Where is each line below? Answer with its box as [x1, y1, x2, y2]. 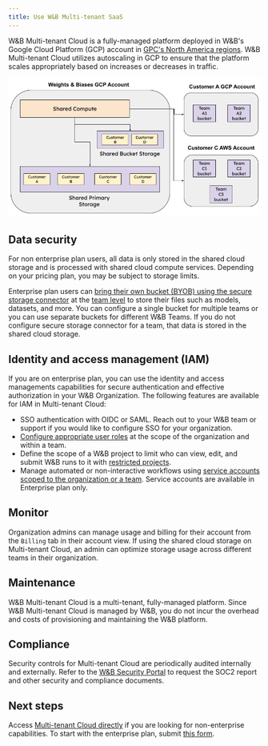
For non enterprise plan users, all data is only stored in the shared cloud [8, 254, 246, 264]
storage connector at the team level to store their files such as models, [8, 295, 242, 304]
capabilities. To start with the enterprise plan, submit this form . [8, 729, 214, 739]
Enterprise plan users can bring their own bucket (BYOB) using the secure [8, 287, 252, 296]
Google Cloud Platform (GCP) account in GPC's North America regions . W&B [8, 44, 261, 54]
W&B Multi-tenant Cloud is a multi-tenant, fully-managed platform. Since [8, 597, 247, 607]
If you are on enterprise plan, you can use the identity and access [8, 373, 225, 384]
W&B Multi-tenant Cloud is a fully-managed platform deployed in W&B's [8, 36, 245, 46]
